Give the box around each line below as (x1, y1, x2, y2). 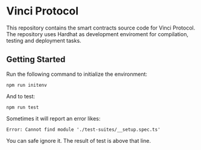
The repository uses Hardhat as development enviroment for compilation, (6, 30, 189, 37)
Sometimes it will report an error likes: (6, 114, 101, 122)
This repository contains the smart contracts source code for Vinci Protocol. (6, 24, 196, 31)
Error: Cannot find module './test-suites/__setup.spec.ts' (6, 127, 161, 133)
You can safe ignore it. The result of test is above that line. (6, 137, 151, 144)
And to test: (6, 92, 35, 100)
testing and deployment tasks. (6, 37, 81, 44)
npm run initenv (6, 82, 47, 88)
